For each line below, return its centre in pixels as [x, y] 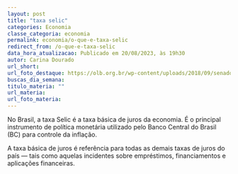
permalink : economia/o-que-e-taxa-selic [68, 40]
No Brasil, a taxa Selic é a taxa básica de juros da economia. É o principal [114, 120]
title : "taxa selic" [38, 21]
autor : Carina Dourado [41, 60]
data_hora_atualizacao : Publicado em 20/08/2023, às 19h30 [96, 54]
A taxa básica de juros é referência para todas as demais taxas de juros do [116, 148]
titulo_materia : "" [36, 86]
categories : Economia [39, 27]
